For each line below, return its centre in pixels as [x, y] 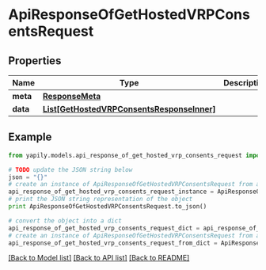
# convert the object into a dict [65, 221]
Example [30, 137]
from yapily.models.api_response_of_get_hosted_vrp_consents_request [125, 155]
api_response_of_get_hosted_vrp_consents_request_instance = [111, 192]
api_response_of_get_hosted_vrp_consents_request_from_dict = [113, 243]
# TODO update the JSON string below [70, 169]
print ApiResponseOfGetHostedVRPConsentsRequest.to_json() [108, 207]
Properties [35, 61]
